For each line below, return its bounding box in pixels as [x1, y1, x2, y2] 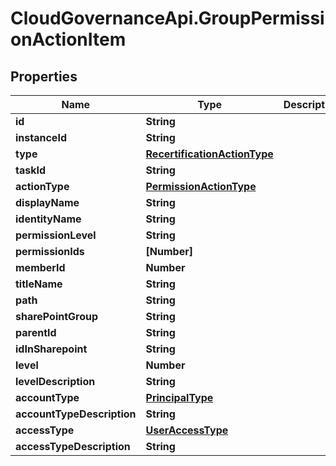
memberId [15, 261, 66, 274]
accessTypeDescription [15, 440, 131, 453]
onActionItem [10, 28, 127, 51]
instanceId [15, 131, 67, 144]
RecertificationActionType [145, 147, 274, 161]
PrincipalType [145, 391, 214, 404]
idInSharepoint [15, 342, 88, 356]
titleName [15, 277, 63, 291]
